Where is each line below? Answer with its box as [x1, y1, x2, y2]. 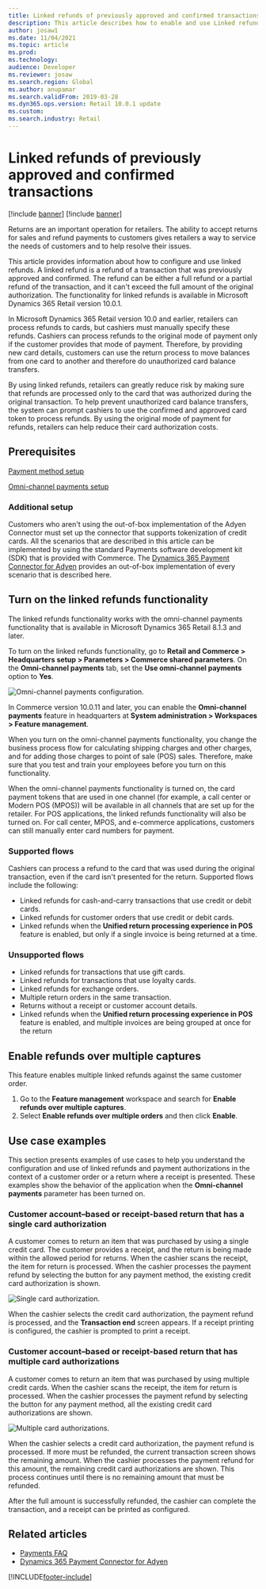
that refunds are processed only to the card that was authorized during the [8, 388, 252, 397]
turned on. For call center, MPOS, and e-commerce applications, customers [8, 817, 255, 827]
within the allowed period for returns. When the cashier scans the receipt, [8, 1253, 249, 1263]
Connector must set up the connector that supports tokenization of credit [8, 528, 247, 537]
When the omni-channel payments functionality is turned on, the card [8, 783, 235, 793]
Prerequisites [8, 445, 76, 459]
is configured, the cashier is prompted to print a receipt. [8, 1326, 191, 1336]
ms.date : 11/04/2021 [8, 33, 77, 42]
